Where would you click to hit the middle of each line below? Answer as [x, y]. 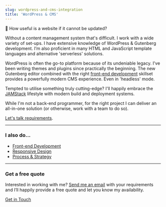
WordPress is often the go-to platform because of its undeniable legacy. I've [83, 63]
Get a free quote [25, 174]
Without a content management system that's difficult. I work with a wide [80, 38]
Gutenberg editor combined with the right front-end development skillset [79, 73]
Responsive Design [32, 151]
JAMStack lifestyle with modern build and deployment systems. [70, 94]
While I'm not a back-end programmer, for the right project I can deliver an [81, 103]
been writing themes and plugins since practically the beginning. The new [80, 68]
